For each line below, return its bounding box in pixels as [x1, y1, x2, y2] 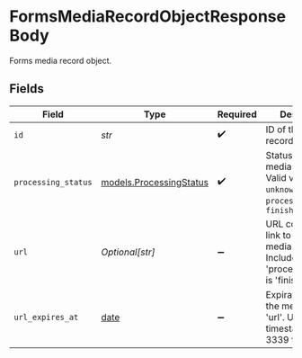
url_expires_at [13, 312, 79, 322]
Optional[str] [101, 246, 155, 258]
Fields [9, 81, 45, 96]
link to [265, 228, 292, 241]
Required [217, 108, 258, 121]
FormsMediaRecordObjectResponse [9, 6, 286, 27]
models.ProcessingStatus [101, 175, 209, 188]
